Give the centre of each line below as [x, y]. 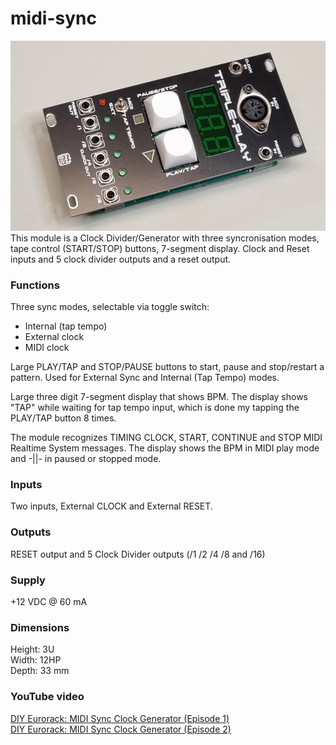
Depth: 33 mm [40, 671]
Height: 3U [32, 649]
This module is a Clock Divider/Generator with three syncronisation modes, [165, 238]
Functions [35, 285]
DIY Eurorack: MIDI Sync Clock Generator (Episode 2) [121, 729]
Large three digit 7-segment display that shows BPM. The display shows [159, 397]
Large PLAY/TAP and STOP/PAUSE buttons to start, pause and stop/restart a [167, 367]
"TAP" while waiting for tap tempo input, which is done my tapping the [155, 408]
